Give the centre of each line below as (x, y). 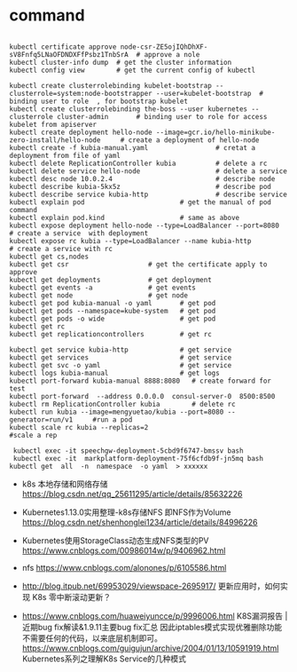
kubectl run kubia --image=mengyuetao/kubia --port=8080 (117, 412)
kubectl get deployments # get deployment (111, 280)
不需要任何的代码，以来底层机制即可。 (92, 638)
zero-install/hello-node (55, 140)
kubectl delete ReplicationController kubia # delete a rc (138, 163)
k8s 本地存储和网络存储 (65, 484)
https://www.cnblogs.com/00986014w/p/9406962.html (124, 550)
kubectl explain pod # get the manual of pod (141, 202)
